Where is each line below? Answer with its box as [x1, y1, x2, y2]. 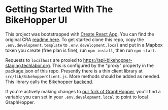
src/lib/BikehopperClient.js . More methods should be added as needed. [5, 73, 161, 79]
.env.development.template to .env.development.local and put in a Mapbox [5, 42, 163, 48]
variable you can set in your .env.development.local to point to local [5, 94, 148, 100]
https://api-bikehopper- [83, 57, 132, 63]
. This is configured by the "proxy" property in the [50, 62, 154, 68]
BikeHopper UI [5, 14, 68, 26]
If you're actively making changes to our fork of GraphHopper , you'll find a [5, 88, 161, 94]
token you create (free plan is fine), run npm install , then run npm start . [5, 47, 156, 53]
